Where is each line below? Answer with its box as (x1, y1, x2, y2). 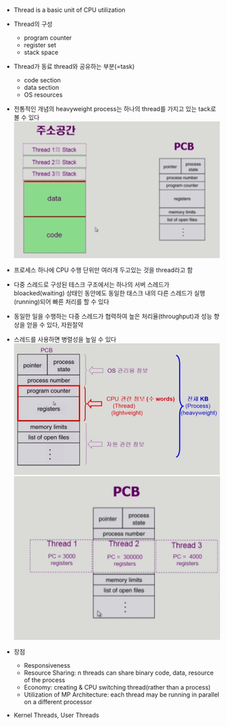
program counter (23, 34, 72, 42)
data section (23, 84, 60, 91)
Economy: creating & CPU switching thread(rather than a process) (23, 683, 211, 692)
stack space (23, 48, 59, 56)
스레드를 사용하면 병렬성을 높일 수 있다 (13, 335, 117, 343)
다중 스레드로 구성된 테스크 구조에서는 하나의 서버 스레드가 (13, 280, 170, 289)
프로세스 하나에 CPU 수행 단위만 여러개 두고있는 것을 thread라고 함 (13, 265, 193, 274)
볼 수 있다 (13, 113, 40, 121)
